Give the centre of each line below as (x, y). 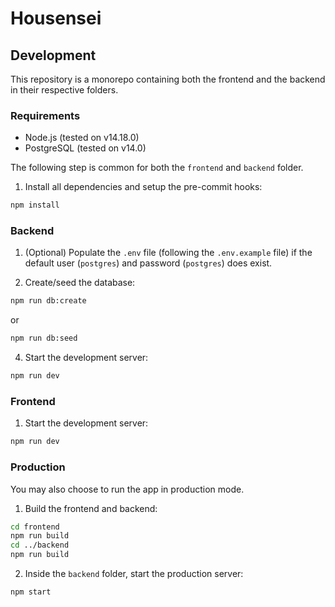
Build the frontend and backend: (91, 508)
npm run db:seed (44, 338)
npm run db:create (48, 301)
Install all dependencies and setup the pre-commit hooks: (143, 187)
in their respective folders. (64, 90)
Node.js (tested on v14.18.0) (82, 138)
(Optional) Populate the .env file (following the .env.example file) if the (168, 253)
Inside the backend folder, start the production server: (134, 574)
